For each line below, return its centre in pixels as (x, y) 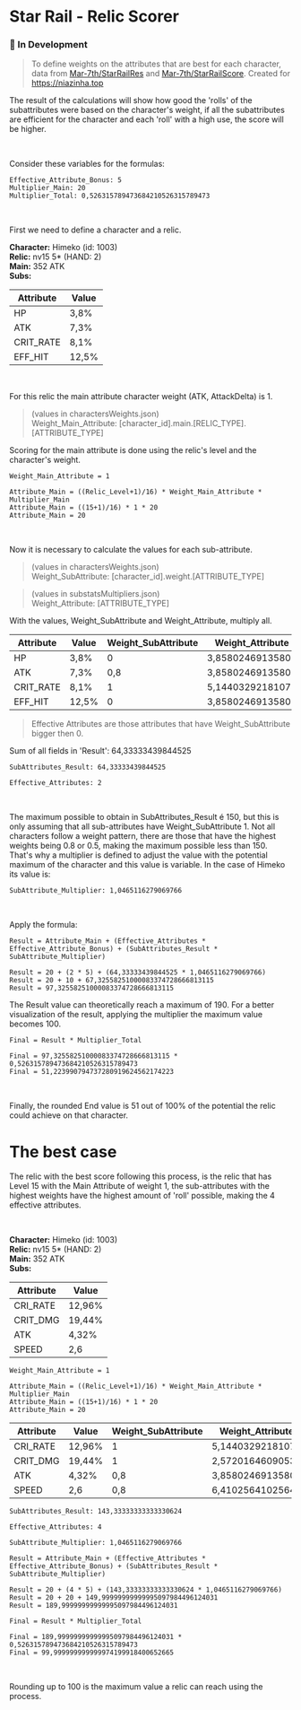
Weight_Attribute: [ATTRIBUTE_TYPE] (100, 604)
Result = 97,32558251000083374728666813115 (92, 989)
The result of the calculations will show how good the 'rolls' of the (131, 100)
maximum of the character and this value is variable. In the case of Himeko (147, 865)
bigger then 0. (57, 734)
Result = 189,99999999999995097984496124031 (94, 1606)
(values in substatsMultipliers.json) (95, 594)
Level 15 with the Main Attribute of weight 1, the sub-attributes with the (140, 1186)
